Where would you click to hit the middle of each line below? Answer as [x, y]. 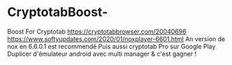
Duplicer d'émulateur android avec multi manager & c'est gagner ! [102, 54]
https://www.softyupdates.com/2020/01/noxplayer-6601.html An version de [116, 38]
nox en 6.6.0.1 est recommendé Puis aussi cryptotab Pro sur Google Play [111, 46]
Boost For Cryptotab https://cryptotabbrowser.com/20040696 [97, 31]
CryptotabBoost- [58, 12]
